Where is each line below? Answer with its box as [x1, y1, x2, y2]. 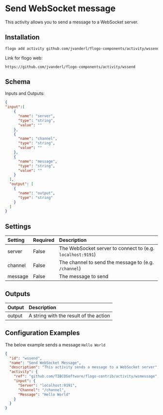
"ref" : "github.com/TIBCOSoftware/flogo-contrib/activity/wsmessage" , [14, 374, 160, 379]
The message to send [59, 273, 109, 280]
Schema [5, 78, 31, 86]
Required [33, 237, 55, 244]
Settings [5, 222, 32, 231]
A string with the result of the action [29, 312, 111, 319]
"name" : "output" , [17, 191, 55, 196]
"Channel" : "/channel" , [17, 387, 66, 393]
